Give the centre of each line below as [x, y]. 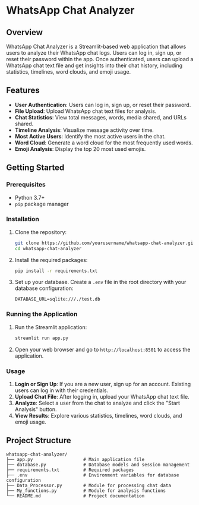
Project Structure [39, 441]
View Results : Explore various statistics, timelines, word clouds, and [98, 415]
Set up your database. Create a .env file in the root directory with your [100, 282]
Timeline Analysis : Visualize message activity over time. [84, 130]
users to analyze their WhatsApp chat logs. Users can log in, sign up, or [94, 53]
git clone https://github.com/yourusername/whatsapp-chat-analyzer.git [105, 243]
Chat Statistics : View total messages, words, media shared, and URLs [101, 117]
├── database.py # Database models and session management [98, 465]
